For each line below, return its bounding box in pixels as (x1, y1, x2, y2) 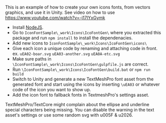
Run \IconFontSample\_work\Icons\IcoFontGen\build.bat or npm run (12, 66, 151, 72)
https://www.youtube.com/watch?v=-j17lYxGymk (5, 15, 106, 20)
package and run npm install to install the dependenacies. (12, 35, 133, 41)
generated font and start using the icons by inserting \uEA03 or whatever (12, 81, 160, 87)
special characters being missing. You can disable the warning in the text (5, 107, 155, 113)
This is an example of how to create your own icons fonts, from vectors (5, 4, 151, 10)
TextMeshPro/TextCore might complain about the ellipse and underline (5, 102, 150, 107)
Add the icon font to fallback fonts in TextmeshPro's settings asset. (12, 92, 150, 98)
